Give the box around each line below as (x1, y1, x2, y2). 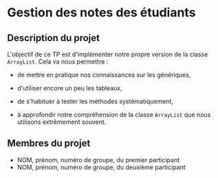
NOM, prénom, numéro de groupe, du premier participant (17, 155, 180, 164)
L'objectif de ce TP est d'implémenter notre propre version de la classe (7, 50, 208, 58)
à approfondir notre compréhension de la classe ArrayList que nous (17, 111, 211, 118)
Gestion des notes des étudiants (7, 5, 196, 21)
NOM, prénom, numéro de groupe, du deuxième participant (17, 163, 186, 171)
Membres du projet (7, 138, 91, 149)
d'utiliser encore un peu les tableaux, (17, 84, 122, 92)
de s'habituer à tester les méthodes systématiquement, (17, 97, 174, 105)
